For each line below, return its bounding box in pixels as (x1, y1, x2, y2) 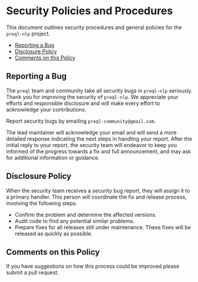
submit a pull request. (6, 269, 59, 276)
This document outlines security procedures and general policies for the (6, 24, 182, 31)
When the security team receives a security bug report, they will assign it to (6, 187, 190, 194)
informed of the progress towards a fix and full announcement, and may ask (6, 148, 191, 155)
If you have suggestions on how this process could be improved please (6, 262, 180, 270)
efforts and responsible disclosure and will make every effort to (6, 100, 161, 107)
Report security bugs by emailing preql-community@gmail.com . (6, 117, 156, 124)
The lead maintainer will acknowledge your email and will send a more (6, 129, 177, 136)
